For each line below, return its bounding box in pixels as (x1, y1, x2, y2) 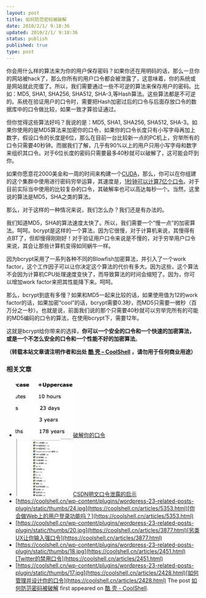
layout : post (6, 10, 40, 16)
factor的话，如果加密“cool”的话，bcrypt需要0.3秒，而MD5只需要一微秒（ (6, 298, 192, 306)
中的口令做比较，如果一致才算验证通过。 (17, 105, 120, 113)
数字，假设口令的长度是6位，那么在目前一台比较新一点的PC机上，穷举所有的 (6, 134, 200, 141)
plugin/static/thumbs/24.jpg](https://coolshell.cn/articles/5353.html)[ (15, 505, 190, 512)
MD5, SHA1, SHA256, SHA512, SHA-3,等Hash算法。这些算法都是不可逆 (17, 90, 196, 98)
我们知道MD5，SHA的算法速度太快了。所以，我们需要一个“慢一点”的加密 (6, 219, 190, 227)
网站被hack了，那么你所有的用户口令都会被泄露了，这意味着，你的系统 (11, 74, 191, 82)
